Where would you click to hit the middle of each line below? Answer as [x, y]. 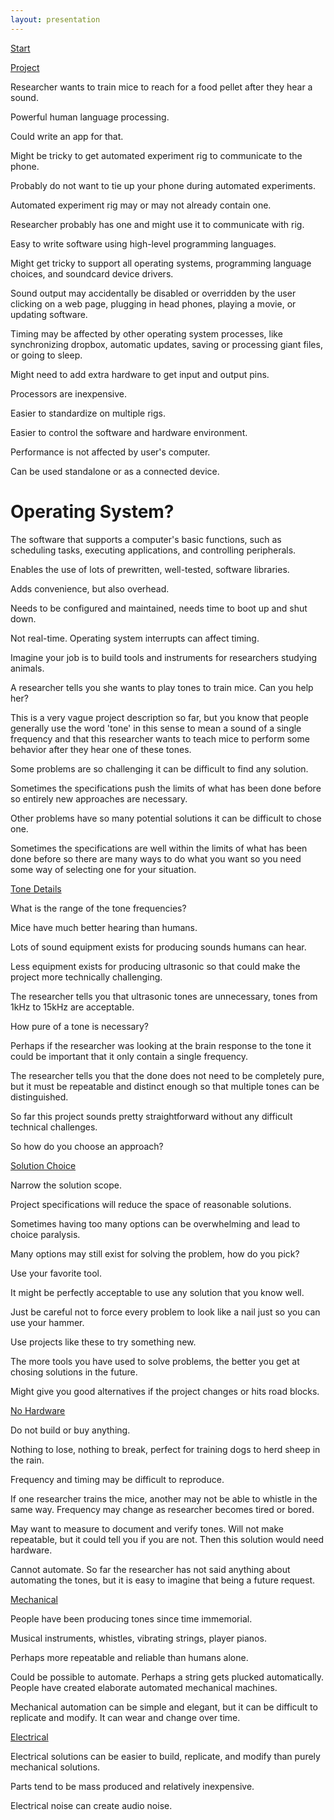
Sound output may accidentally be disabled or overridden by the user [153, 293]
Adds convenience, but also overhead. [90, 588]
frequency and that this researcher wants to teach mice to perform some [160, 738]
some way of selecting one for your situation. [103, 869]
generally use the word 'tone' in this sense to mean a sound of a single [156, 728]
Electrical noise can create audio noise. [91, 1805]
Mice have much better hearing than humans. [104, 927]
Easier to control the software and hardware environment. [129, 432]
